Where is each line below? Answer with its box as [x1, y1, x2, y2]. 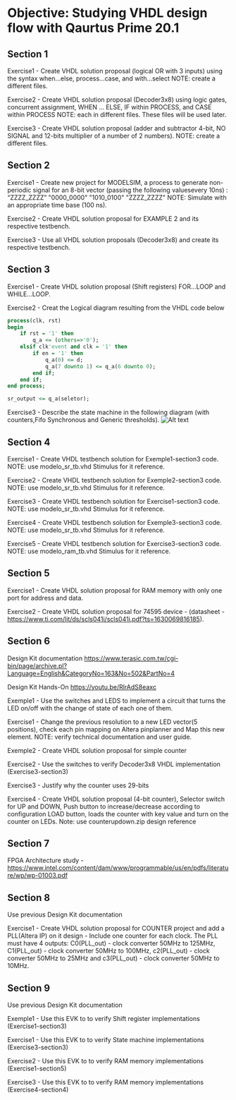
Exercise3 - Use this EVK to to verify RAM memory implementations [7, 1078, 204, 1086]
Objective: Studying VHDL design [7, 5, 208, 21]
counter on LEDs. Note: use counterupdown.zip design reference [7, 817, 197, 826]
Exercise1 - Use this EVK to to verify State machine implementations [7, 1036, 204, 1044]
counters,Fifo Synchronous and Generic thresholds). [7, 416, 160, 424]
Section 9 [7, 982, 51, 994]
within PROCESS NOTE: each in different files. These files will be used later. [7, 111, 227, 119]
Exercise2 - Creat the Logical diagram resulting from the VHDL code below [7, 303, 225, 312]
